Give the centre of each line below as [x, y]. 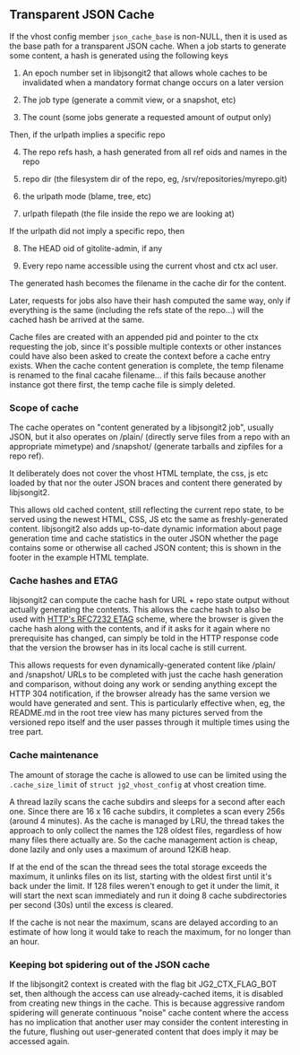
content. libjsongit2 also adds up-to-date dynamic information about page [146, 529]
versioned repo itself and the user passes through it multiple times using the [150, 722]
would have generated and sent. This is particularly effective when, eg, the [147, 703]
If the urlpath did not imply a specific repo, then [97, 231]
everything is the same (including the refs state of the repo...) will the [137, 310]
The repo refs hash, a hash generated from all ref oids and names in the [155, 152]
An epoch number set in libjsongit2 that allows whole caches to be [145, 73]
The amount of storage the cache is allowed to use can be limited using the [148, 774]
